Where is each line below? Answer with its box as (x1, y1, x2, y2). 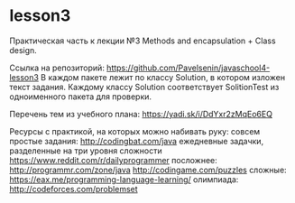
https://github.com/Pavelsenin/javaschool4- (106, 62, 271, 73)
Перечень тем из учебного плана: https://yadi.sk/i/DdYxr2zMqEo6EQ (9, 108, 273, 119)
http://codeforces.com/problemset (9, 183, 138, 194)
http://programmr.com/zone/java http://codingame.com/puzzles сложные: (9, 164, 287, 175)
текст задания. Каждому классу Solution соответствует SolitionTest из (9, 81, 280, 92)
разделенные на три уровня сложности (9, 145, 162, 156)
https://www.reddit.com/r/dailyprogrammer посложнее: (9, 154, 218, 165)
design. (9, 44, 38, 55)
